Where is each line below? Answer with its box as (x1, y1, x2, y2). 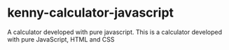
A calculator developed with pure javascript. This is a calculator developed (7, 28, 223, 36)
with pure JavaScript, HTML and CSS (7, 35, 115, 43)
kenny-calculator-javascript (7, 5, 174, 21)
